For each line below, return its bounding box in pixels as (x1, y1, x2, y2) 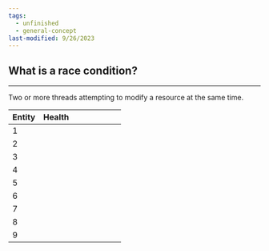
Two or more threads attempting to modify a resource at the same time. (8, 93, 244, 103)
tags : (8, 11, 26, 20)
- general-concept (15, 26, 78, 34)
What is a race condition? (8, 63, 138, 77)
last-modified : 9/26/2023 (8, 34, 94, 43)
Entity (12, 111, 36, 123)
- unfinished (15, 19, 59, 27)
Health (42, 111, 70, 123)
